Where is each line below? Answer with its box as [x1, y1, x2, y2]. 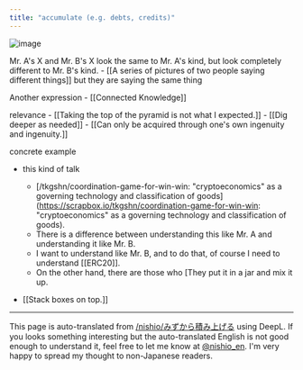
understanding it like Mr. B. [35, 238, 136, 248]
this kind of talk [22, 163, 80, 174]
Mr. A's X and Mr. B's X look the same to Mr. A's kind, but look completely [9, 55, 282, 66]
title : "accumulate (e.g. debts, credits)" [9, 13, 176, 23]
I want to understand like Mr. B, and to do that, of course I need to [35, 248, 280, 258]
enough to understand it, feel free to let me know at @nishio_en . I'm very [9, 340, 280, 351]
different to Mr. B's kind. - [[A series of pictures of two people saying [9, 65, 265, 76]
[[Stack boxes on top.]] [22, 293, 108, 304]
